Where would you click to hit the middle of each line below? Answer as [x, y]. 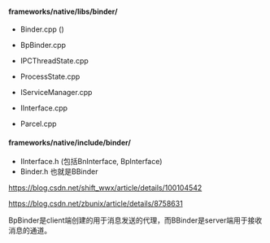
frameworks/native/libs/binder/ [63, 11]
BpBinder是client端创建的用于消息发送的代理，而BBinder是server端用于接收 [135, 220]
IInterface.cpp [44, 108]
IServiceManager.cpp [56, 93]
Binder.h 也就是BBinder [59, 171]
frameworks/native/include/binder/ [70, 142]
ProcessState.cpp [50, 76]
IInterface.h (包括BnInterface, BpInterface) [91, 162]
